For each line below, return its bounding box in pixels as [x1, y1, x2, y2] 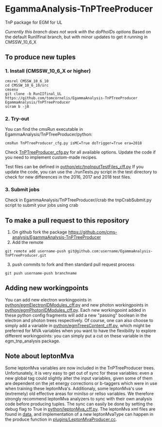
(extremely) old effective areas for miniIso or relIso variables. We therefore [5, 391, 154, 396]
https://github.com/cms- [68, 229, 117, 235]
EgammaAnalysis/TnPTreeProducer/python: [5, 131, 93, 137]
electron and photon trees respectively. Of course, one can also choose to [5, 317, 154, 323]
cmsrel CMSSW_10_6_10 [5, 78, 49, 83]
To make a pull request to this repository [5, 216, 130, 225]
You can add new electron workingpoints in [5, 297, 92, 303]
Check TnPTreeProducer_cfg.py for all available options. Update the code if [5, 149, 156, 155]
